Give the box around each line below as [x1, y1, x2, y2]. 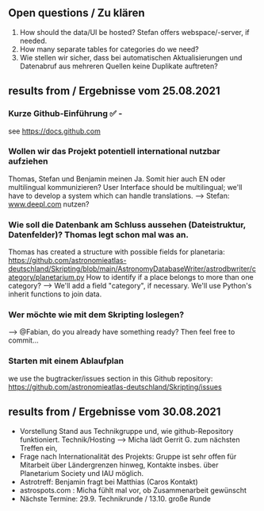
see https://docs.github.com [8, 126, 101, 136]
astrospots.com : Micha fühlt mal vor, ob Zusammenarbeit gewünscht [19, 485, 247, 495]
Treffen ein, [19, 443, 58, 452]
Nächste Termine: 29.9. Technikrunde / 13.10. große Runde [19, 494, 212, 503]
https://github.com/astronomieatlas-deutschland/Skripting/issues [8, 381, 222, 392]
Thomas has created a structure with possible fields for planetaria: [8, 247, 225, 257]
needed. [19, 36, 48, 45]
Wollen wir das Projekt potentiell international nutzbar [8, 146, 220, 157]
